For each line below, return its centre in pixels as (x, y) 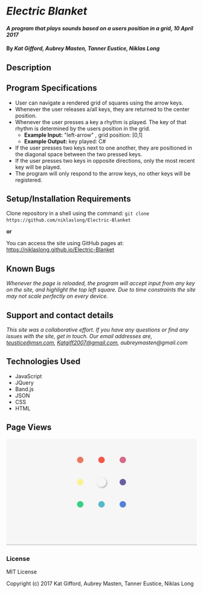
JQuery (24, 382)
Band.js (24, 389)
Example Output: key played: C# (65, 141)
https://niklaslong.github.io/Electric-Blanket (60, 250)
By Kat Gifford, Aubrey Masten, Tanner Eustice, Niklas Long (83, 48)
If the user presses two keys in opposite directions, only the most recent (105, 160)
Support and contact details (60, 315)
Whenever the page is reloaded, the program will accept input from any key (101, 283)
